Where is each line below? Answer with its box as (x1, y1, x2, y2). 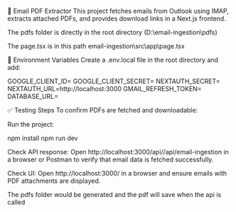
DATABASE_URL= (7, 92, 59, 100)
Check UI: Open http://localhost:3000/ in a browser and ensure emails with (7, 169, 227, 177)
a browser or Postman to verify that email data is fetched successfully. (7, 155, 214, 164)
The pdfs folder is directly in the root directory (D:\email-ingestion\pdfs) (7, 28, 218, 36)
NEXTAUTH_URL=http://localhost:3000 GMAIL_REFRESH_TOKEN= (7, 85, 202, 92)
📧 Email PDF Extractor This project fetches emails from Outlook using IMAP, (7, 7, 229, 15)
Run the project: (7, 120, 55, 128)
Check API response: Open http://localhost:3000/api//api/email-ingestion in (7, 148, 230, 156)
